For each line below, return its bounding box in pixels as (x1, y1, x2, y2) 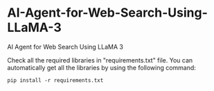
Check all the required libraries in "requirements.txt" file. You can (7, 56, 193, 64)
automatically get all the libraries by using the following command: (7, 63, 196, 72)
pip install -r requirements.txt (7, 76, 104, 84)
